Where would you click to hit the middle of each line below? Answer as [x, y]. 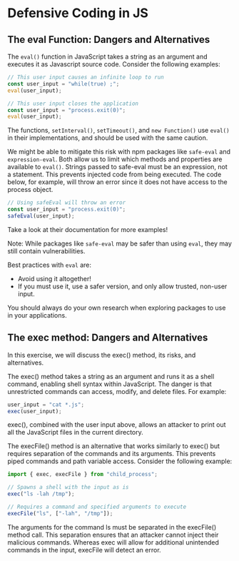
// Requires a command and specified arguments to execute [97, 507]
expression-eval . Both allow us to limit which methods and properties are [115, 159]
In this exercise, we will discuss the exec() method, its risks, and [102, 355]
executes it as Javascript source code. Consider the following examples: [114, 64]
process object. [30, 190]
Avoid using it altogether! [54, 278]
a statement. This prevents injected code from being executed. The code [115, 175]
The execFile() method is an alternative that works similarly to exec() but [113, 446]
